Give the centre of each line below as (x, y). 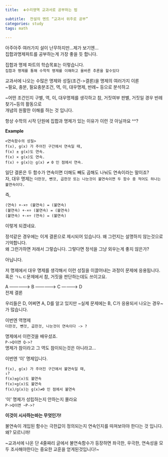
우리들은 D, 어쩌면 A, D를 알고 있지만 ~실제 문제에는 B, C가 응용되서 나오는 (78, 303)
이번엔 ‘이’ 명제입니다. (27, 359)
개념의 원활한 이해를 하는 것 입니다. (39, 110)
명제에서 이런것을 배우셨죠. (31, 336)
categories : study (24, 24)
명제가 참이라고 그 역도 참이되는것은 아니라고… (51, 348)
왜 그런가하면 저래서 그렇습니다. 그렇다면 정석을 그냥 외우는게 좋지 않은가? (77, 249)
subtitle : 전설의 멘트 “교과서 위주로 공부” (47, 19)
